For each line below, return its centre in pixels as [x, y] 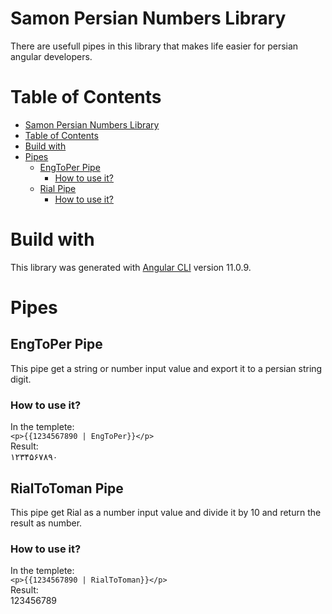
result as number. [46, 523]
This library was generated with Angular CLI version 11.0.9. [131, 267]
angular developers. [51, 56]
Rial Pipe [58, 188]
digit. [21, 379]
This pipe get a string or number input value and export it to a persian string [166, 368]
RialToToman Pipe [67, 488]
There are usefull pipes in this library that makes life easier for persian [154, 46]
